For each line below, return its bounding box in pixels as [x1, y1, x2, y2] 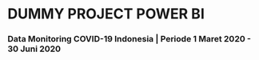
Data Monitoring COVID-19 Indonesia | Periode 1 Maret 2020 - [7, 34, 252, 45]
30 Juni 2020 [7, 43, 62, 54]
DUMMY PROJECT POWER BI [7, 5, 205, 23]
